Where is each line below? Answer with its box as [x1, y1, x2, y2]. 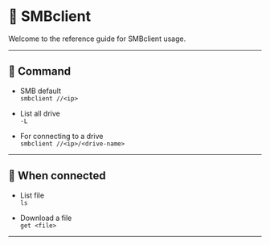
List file [19, 190, 45, 200]
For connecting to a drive [19, 131, 104, 141]
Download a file [19, 213, 72, 223]
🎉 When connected [8, 169, 106, 183]
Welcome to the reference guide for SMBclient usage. [8, 34, 186, 43]
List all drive [19, 108, 60, 118]
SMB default [19, 86, 62, 96]
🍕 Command [8, 64, 72, 79]
